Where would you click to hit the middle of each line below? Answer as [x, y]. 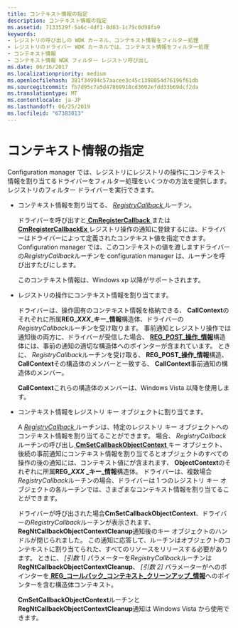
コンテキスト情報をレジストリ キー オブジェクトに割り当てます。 [112, 411]
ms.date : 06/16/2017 [38, 67]
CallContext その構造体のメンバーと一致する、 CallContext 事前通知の [120, 364]
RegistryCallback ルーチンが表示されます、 [92, 522]
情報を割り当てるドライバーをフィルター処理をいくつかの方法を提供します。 [119, 181]
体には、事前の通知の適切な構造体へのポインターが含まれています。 [117, 346]
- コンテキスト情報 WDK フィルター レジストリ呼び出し [78, 61]
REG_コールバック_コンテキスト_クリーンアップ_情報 [128, 575]
